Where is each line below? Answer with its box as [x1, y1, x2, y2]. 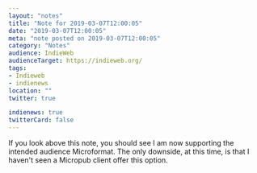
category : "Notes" [8, 42, 70, 50]
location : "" [8, 86, 53, 95]
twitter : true [8, 94, 57, 102]
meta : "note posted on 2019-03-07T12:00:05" [8, 34, 161, 43]
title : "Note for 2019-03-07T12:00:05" [8, 19, 143, 27]
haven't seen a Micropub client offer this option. [8, 155, 168, 165]
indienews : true [8, 109, 63, 117]
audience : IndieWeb [8, 49, 74, 57]
